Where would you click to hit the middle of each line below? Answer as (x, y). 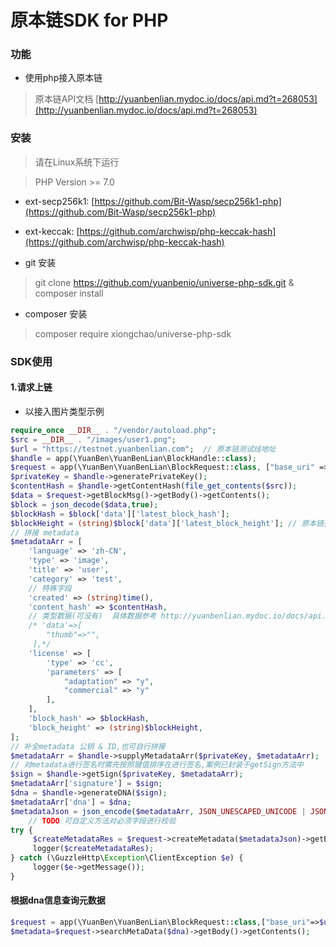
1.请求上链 (31, 387)
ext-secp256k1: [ (59, 201)
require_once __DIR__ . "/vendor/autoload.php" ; (113, 430)
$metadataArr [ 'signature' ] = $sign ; (86, 784)
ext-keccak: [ (52, 231)
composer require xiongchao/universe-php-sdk (133, 333)
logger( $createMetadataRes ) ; (93, 849)
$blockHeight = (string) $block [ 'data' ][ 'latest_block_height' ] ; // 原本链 (167, 523)
